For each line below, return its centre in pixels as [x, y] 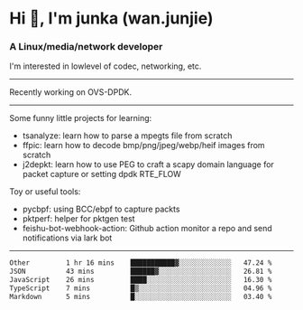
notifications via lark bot [67, 238]
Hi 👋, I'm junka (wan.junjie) [111, 19]
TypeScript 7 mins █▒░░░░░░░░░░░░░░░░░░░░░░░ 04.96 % [141, 288]
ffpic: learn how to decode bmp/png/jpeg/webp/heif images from [143, 146]
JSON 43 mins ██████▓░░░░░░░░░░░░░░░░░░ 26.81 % [141, 272]
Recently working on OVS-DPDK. [71, 92]
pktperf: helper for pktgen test [78, 219]
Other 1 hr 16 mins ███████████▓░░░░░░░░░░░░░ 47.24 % [141, 263]
